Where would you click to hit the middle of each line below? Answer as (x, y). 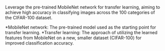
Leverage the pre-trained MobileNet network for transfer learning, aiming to (83, 7)
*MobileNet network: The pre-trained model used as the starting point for (81, 27)
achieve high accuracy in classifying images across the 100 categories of (80, 12)
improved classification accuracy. (40, 43)
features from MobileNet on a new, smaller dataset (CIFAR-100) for (73, 38)
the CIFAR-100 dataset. (29, 18)
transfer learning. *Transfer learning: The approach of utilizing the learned (81, 32)
